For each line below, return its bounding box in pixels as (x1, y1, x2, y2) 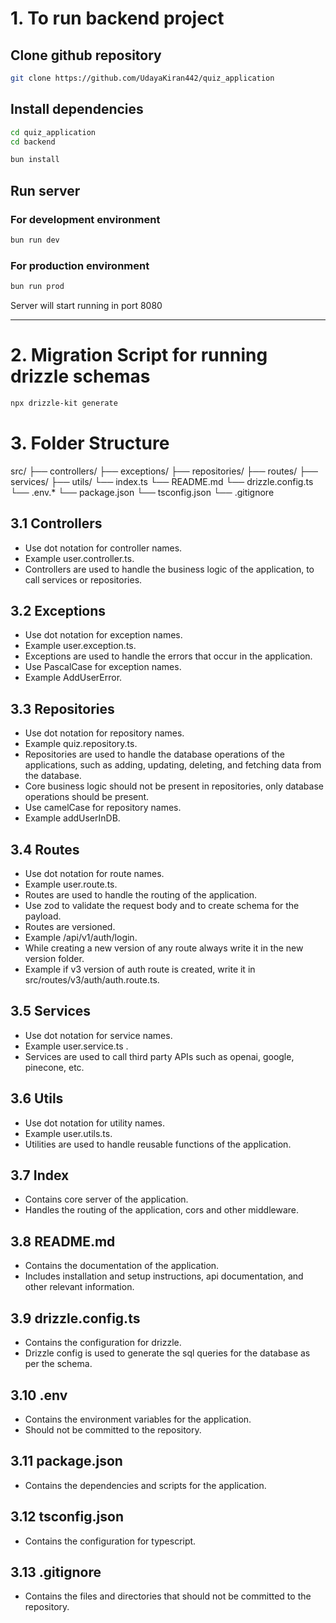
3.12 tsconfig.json (10, 1508, 125, 1526)
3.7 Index (10, 1167, 70, 1184)
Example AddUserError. (24, 672, 123, 684)
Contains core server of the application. (24, 1193, 189, 1206)
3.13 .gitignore (10, 1563, 102, 1581)
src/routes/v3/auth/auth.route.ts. (24, 974, 160, 986)
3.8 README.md (10, 1233, 116, 1250)
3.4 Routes (10, 841, 80, 858)
